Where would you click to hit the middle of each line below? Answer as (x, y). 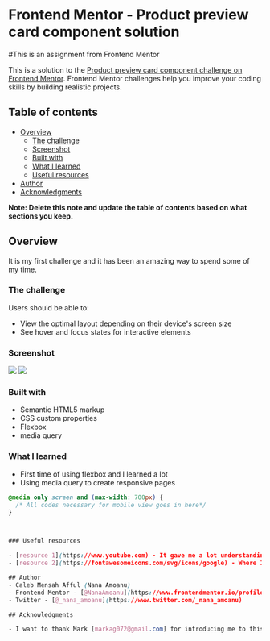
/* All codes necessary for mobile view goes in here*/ (111, 505)
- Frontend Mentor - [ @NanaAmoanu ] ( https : (80, 593)
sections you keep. (41, 216)
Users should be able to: (49, 307)
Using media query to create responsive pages (97, 482)
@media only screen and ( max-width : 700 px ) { (86, 497)
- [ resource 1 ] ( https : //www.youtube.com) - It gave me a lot (113, 556)
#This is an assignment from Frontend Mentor (84, 54)
